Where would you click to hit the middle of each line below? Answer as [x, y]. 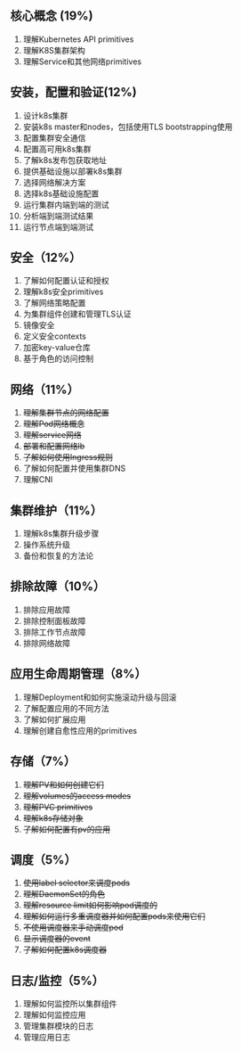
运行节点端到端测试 [58, 226]
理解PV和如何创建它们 [64, 784]
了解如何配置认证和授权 [66, 281]
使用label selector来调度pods [76, 883]
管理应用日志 [46, 1038]
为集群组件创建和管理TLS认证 [77, 314]
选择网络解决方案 [54, 182]
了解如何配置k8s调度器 [65, 950]
